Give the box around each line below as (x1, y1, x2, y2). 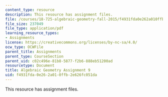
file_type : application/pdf (5, 26, 64, 31)
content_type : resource (5, 7, 55, 12)
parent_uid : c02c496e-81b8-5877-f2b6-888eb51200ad (5, 58, 113, 63)
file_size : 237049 (5, 21, 43, 26)
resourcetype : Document (5, 63, 55, 68)
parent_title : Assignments (5, 49, 61, 54)
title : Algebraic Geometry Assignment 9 (5, 68, 91, 73)
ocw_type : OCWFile (5, 44, 43, 49)
